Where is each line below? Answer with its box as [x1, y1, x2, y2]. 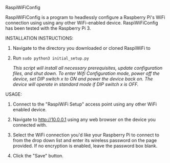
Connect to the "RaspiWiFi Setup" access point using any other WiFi [12, 101, 157, 107]
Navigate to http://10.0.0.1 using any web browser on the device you [12, 116, 156, 123]
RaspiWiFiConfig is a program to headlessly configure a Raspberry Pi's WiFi [5, 14, 165, 20]
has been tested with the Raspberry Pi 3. [5, 25, 91, 31]
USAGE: [5, 91, 22, 97]
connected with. [12, 122, 47, 128]
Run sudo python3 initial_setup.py [12, 55, 89, 61]
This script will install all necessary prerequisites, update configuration [12, 65, 163, 71]
